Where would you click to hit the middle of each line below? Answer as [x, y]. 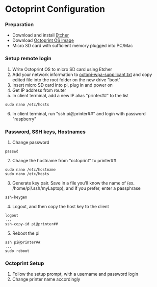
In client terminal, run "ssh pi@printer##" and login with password [79, 113]
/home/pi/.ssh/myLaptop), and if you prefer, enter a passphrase [76, 188]
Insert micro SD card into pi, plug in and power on [62, 85]
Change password [31, 143]
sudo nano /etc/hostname [30, 170]
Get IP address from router [39, 90]
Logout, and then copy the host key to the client [61, 207]
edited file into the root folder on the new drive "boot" [66, 79]
